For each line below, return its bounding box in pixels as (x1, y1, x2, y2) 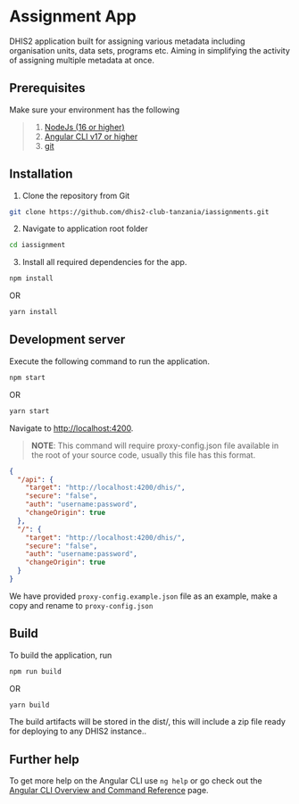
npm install (9, 274, 54, 283)
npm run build (9, 667, 62, 676)
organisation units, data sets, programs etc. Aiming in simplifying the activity (9, 45, 290, 55)
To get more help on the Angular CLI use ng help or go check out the (9, 775, 262, 786)
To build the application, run (9, 650, 112, 660)
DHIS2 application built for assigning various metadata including (9, 36, 245, 46)
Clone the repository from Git (21, 190, 130, 201)
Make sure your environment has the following (9, 104, 180, 115)
